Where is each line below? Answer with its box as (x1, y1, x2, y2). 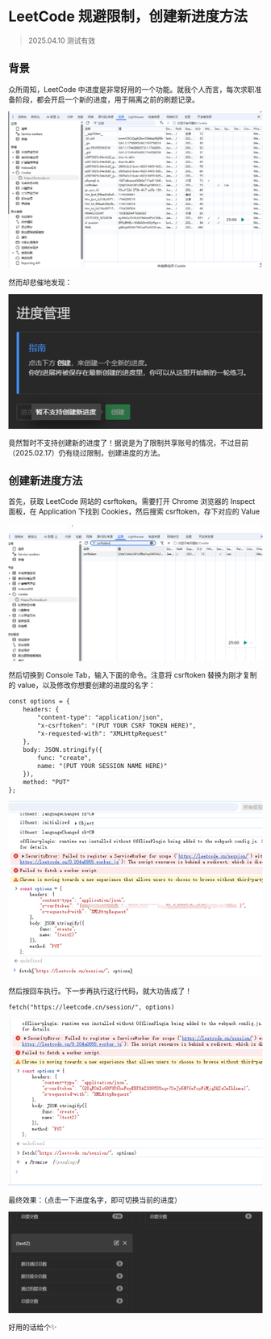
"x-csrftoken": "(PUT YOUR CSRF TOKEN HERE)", (37, 721, 197, 729)
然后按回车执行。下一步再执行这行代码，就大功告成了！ (8, 986, 192, 996)
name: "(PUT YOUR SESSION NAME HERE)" (37, 762, 168, 770)
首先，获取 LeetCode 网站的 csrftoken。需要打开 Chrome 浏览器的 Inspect (8, 497, 256, 506)
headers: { (23, 705, 60, 713)
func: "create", (37, 753, 92, 762)
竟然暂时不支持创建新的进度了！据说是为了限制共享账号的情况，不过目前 (8, 438, 248, 447)
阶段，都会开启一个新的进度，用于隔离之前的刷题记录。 (15, 94, 199, 104)
